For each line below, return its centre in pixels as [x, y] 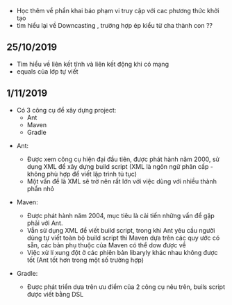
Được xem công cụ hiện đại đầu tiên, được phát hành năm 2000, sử [123, 159]
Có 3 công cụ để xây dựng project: [66, 110]
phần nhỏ [41, 188]
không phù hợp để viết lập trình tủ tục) [82, 174]
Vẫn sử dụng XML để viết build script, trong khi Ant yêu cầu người [121, 230]
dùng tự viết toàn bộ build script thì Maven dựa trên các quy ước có [123, 238]
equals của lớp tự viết [47, 71]
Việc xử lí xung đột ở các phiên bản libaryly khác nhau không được [122, 252]
